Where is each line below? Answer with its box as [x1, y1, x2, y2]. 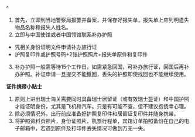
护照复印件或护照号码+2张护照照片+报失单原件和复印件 [14, 51, 148, 57]
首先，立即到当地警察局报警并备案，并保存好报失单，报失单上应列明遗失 [14, 16, 189, 23]
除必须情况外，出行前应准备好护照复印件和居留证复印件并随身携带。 [14, 110, 179, 117]
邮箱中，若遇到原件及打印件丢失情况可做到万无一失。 [19, 125, 148, 132]
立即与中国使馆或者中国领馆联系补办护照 [14, 31, 112, 38]
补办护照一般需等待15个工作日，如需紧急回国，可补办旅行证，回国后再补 [14, 63, 189, 70]
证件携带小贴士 [6, 83, 42, 90]
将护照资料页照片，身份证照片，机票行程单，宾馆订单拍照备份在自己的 [14, 118, 184, 124]
